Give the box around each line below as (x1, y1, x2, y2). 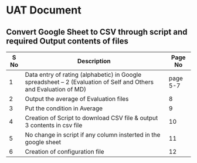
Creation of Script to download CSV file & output (25, 114, 158, 122)
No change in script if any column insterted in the (25, 131, 161, 138)
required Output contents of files (6, 36, 129, 46)
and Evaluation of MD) (25, 86, 87, 93)
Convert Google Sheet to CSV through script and (6, 27, 188, 37)
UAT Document (6, 4, 81, 17)
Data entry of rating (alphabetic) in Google (25, 71, 142, 79)
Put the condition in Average (25, 104, 103, 112)
